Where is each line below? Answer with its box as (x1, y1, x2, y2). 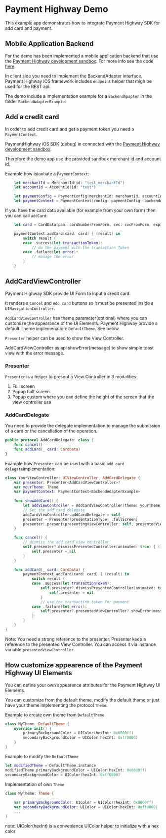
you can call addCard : (5, 212, 48, 219)
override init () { (14, 726, 52, 731)
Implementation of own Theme (5, 781, 65, 787)
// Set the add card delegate (23, 507, 85, 512)
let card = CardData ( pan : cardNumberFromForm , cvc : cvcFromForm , (14, 222, 152, 227)
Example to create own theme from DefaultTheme (5, 711, 105, 718)
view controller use (12, 399, 52, 405)
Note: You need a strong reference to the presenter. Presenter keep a (5, 636, 146, 642)
